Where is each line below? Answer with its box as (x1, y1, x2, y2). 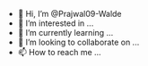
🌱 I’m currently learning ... (17, 28, 114, 37)
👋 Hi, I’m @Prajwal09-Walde (17, 9, 123, 19)
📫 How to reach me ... (17, 47, 101, 57)
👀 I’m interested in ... (17, 18, 94, 29)
